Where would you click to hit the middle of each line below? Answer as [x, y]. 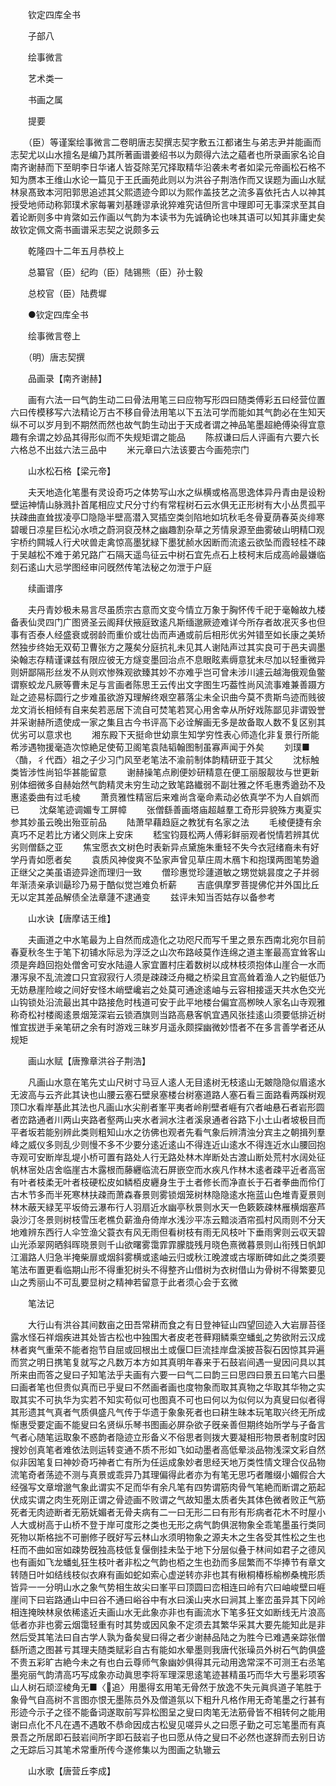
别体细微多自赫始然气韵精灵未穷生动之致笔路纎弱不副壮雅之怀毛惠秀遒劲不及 [168, 784]
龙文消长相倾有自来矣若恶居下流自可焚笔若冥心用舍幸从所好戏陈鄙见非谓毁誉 [168, 709]
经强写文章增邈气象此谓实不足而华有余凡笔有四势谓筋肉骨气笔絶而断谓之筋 [163, 1487]
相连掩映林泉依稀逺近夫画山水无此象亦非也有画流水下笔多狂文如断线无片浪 [163, 1612]
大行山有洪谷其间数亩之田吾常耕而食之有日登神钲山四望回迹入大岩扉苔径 [176, 1324]
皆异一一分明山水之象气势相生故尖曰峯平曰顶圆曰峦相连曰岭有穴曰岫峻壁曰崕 [168, 1587]
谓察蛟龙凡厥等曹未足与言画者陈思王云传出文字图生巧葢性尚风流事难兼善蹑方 [168, 684]
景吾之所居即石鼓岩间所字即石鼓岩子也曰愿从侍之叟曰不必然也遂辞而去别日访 [168, 1737]
